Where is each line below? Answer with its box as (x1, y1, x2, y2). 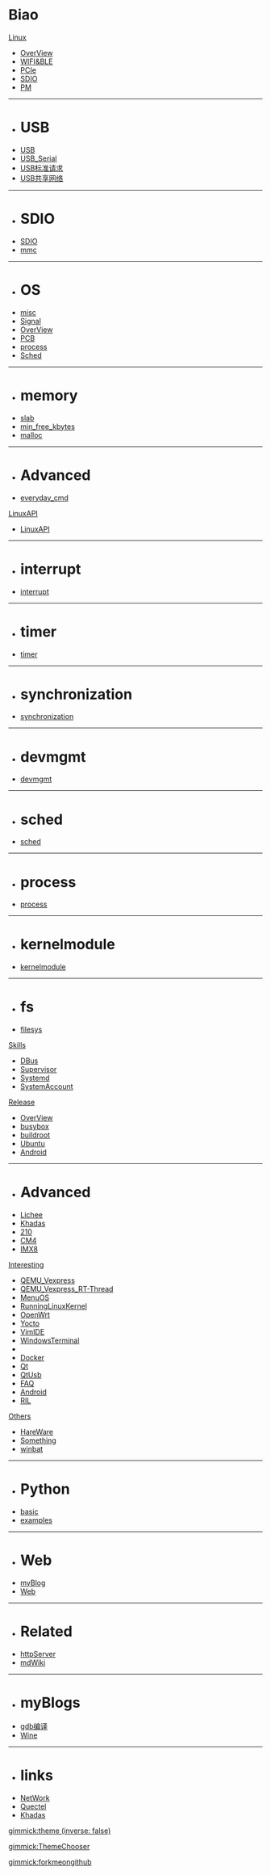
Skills (8, 1040, 27, 1050)
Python (19, 1480, 70, 1499)
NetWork (19, 1793, 50, 1802)
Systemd (19, 1073, 50, 1083)
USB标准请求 (19, 163, 64, 173)
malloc (19, 430, 43, 439)
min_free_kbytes (19, 422, 75, 431)
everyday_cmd (19, 493, 69, 502)
